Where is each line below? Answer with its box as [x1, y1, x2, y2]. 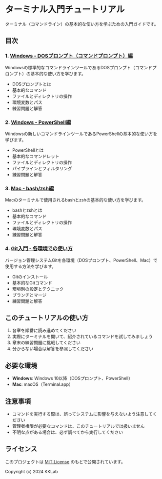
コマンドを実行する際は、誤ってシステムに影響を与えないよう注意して [12, 411, 153, 417]
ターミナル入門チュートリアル [5, 4, 125, 15]
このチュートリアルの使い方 [5, 314, 89, 322]
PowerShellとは [12, 147, 44, 153]
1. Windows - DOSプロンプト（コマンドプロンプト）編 [5, 53, 133, 60]
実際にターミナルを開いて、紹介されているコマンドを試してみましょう [12, 334, 153, 339]
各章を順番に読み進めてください [12, 327, 77, 334]
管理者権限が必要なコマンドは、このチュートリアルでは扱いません [12, 423, 145, 429]
